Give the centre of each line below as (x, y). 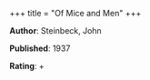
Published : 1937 (40, 48)
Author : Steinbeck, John (55, 30)
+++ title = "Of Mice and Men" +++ (75, 13)
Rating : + (27, 66)
